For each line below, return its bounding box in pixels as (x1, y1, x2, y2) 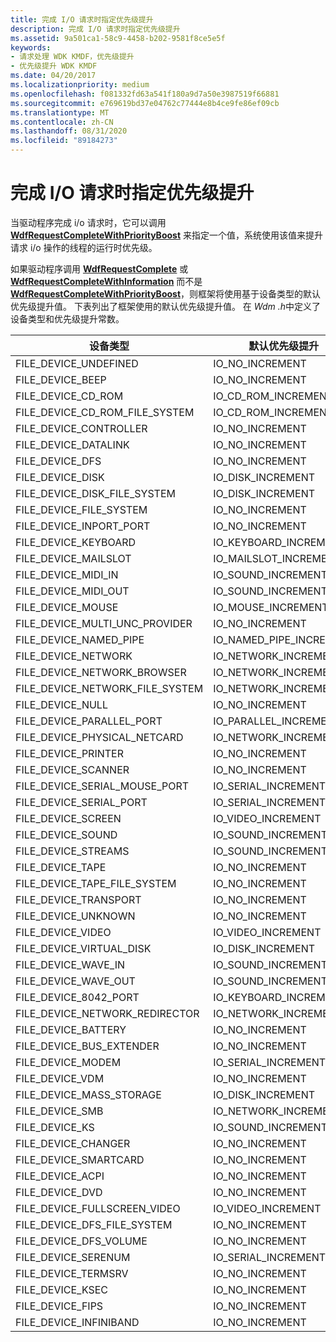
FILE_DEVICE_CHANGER (15, 1136, 131, 1150)
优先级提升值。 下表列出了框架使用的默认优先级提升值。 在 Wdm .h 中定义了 (10, 300, 321, 312)
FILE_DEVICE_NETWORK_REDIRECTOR (15, 1006, 200, 1020)
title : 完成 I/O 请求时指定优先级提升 (10, 14, 154, 25)
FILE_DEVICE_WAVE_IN (15, 957, 125, 971)
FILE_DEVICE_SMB (15, 1104, 104, 1118)
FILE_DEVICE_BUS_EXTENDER (15, 1039, 160, 1053)
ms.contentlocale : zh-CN (10, 117, 114, 127)
